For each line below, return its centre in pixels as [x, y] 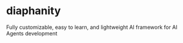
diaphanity [33, 11]
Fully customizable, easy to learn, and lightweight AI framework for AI [92, 27]
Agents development [32, 33]
